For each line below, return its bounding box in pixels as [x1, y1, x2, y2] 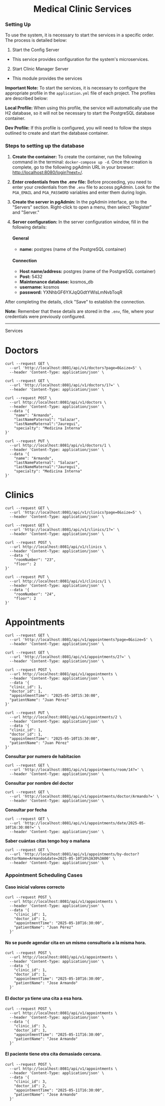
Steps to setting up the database [5, 143, 84, 149]
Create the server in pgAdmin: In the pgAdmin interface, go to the [12, 199, 147, 205]
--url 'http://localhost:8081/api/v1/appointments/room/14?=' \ [9, 767, 144, 772]
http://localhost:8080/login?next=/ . [12, 169, 83, 175]
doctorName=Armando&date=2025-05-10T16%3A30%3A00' [5, 856, 111, 861]
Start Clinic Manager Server [12, 66, 69, 72]
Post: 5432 [19, 274, 43, 280]
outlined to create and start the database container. [5, 130, 109, 136]
